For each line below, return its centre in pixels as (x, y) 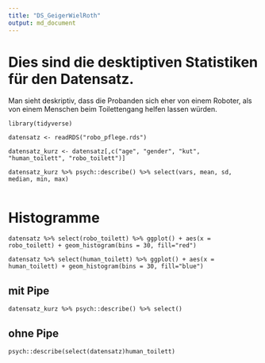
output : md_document (42, 23)
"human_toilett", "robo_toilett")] (67, 159)
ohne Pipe (34, 333)
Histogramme (54, 218)
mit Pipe (29, 290)
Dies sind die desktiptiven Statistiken (133, 62)
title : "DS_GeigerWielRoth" (55, 15)
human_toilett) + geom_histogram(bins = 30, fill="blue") (106, 266)
